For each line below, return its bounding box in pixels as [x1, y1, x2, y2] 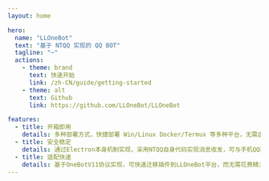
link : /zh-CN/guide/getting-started [28, 78, 152, 87]
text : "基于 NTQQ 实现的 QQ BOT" [14, 41, 121, 49]
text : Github [28, 93, 73, 101]
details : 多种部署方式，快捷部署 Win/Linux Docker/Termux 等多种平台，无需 [22, 130, 258, 139]
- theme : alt [22, 86, 66, 94]
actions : [14, 56, 44, 64]
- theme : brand [22, 64, 73, 72]
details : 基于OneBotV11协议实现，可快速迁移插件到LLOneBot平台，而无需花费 [22, 160, 254, 169]
